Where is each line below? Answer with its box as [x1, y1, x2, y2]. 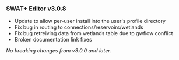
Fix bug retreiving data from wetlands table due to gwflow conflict [14, 30, 173, 37]
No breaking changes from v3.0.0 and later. [6, 47, 112, 54]
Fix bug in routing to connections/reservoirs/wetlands [14, 24, 144, 31]
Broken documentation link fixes [14, 36, 92, 43]
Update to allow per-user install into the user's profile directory [14, 18, 166, 25]
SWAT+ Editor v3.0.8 [6, 5, 66, 13]
